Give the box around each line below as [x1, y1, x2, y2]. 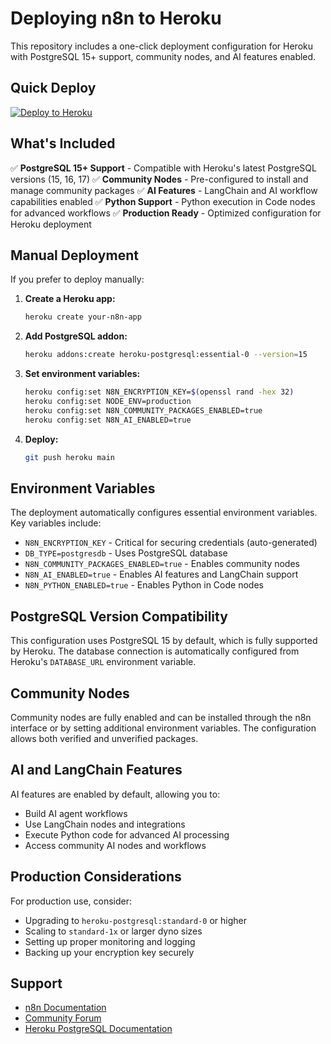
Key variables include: [10, 517, 102, 529]
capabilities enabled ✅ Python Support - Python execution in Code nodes [10, 195, 316, 207]
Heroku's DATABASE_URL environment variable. [10, 656, 197, 668]
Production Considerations [10, 868, 182, 886]
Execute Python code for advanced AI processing [24, 828, 230, 841]
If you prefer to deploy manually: [10, 273, 145, 286]
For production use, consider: [10, 895, 133, 907]
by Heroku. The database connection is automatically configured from [10, 645, 300, 657]
